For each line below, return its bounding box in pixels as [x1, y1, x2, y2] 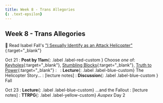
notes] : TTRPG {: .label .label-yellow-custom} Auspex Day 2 [5, 92, 126, 98]
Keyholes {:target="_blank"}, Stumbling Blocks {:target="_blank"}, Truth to [5, 62, 152, 68]
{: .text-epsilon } [5, 12, 42, 17]
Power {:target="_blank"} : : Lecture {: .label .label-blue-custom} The [5, 68, 144, 73]
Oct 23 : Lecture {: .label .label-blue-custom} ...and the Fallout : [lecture [5, 87, 148, 93]
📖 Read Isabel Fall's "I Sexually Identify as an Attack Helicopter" [5, 42, 133, 49]
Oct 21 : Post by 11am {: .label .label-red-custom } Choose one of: [5, 57, 135, 63]
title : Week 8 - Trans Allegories [5, 7, 75, 12]
